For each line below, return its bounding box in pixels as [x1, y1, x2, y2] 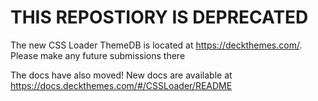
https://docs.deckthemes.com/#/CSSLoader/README [10, 79, 233, 91]
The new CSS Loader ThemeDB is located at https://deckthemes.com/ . [10, 39, 303, 51]
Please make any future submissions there [10, 49, 186, 61]
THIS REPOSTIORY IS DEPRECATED [10, 6, 309, 29]
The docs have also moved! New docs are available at [10, 69, 233, 81]
